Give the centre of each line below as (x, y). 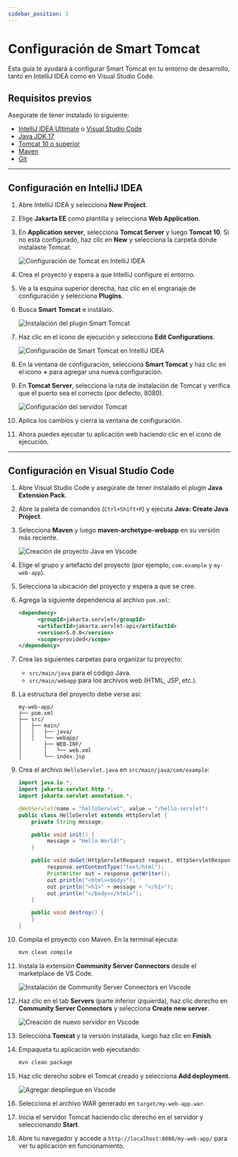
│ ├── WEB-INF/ (50, 744)
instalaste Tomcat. (45, 248)
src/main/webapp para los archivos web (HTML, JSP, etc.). (113, 680)
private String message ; (68, 822)
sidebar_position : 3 (38, 14)
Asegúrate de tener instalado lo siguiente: (69, 115)
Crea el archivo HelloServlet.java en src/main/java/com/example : (114, 770)
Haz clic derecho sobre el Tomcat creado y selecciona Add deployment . (124, 1076)
